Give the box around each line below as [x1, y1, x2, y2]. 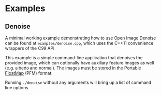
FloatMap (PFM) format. [5, 70, 53, 76]
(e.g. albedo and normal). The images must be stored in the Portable [5, 65, 141, 71]
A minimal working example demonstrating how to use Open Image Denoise [5, 35, 156, 41]
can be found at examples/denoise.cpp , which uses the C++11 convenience [5, 40, 154, 46]
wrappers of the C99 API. [5, 46, 56, 51]
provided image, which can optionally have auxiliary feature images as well [5, 60, 154, 65]
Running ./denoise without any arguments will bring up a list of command [5, 79, 151, 85]
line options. [5, 85, 30, 90]
